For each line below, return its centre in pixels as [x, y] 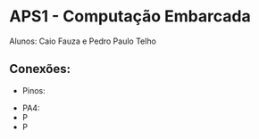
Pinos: [34, 90]
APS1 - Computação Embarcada [130, 16]
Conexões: [40, 69]
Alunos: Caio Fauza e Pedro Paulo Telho [83, 41]
